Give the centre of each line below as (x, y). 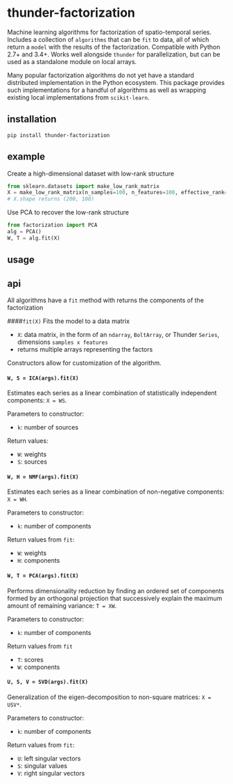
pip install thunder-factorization (59, 135)
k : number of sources (48, 428)
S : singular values (42, 766)
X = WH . (17, 499)
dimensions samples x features (63, 342)
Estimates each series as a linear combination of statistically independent (112, 393)
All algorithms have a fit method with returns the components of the (106, 300)
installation (32, 119)
